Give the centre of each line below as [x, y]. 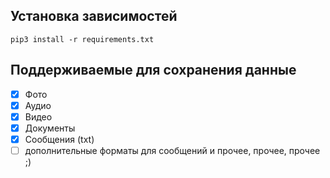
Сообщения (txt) [59, 139]
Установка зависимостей [94, 16]
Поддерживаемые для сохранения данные [153, 70]
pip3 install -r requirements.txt [82, 39]
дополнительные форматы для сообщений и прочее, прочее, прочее [172, 150]
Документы [50, 128]
